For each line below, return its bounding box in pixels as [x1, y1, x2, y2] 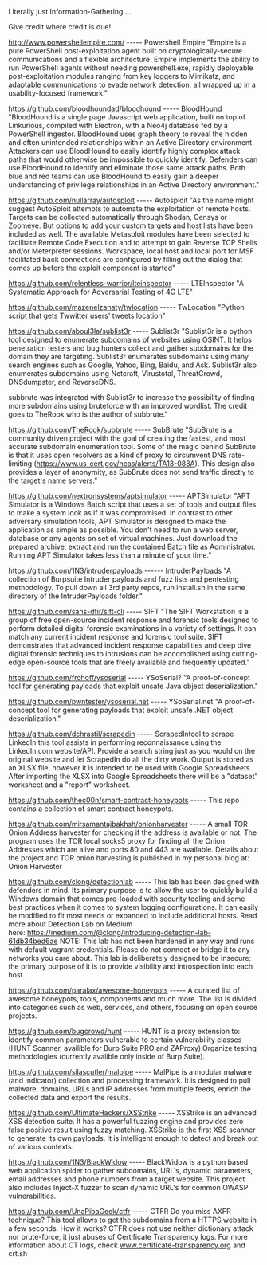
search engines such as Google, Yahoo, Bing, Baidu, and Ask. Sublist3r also [8, 360, 257, 370]
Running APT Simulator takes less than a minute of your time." [8, 550, 212, 560]
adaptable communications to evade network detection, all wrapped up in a [8, 80, 257, 89]
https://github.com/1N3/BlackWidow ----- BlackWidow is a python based [8, 1157, 249, 1166]
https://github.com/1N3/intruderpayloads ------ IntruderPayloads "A [8, 566, 232, 575]
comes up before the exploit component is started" [8, 263, 176, 272]
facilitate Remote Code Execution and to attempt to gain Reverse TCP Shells [8, 238, 257, 247]
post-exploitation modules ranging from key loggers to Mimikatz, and [8, 72, 235, 80]
